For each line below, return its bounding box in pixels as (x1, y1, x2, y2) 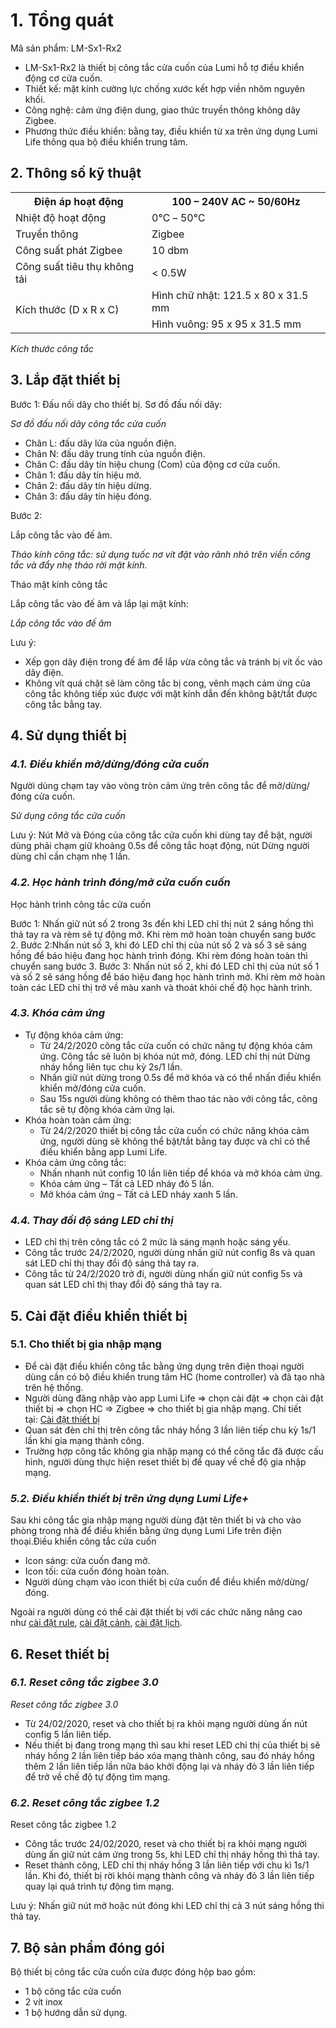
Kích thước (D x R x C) (15, 302, 120, 316)
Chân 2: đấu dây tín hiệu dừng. (24, 479, 152, 491)
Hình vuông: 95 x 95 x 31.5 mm (151, 317, 302, 331)
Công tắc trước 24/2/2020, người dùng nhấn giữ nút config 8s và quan (24, 1247, 316, 1259)
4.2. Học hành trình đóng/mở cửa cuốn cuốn (10, 875, 231, 889)
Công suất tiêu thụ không (15, 259, 135, 273)
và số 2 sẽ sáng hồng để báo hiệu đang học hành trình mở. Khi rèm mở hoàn (10, 970, 326, 983)
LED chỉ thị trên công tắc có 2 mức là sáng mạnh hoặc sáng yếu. (24, 1236, 291, 1248)
